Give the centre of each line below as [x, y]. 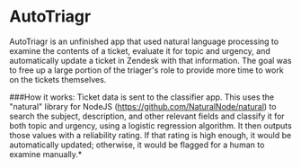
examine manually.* [46, 154]
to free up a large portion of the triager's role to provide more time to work [147, 70]
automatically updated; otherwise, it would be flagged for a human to [137, 145]
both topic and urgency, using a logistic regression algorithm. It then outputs [150, 125]
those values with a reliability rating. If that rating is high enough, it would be [150, 135]
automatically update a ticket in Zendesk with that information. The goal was [150, 60]
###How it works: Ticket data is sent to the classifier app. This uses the [142, 97]
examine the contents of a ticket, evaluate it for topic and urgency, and [140, 50]
